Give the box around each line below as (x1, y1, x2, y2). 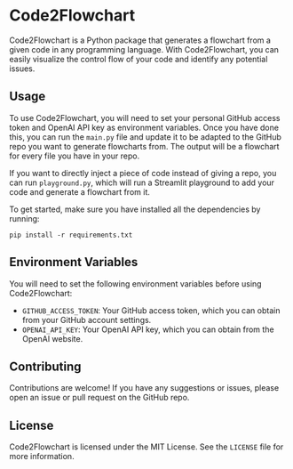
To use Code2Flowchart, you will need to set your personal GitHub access (9, 112, 281, 123)
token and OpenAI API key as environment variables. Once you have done (9, 122, 280, 133)
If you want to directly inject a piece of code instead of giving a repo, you (9, 167, 277, 178)
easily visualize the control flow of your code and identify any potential (9, 53, 268, 64)
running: (9, 213, 40, 223)
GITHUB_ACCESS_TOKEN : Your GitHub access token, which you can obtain (21, 304, 281, 316)
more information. (9, 451, 75, 462)
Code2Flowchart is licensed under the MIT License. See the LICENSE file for (9, 441, 284, 452)
